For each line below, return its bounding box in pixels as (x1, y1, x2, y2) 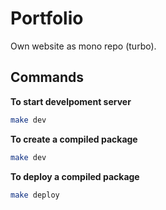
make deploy (10, 190, 60, 200)
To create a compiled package (10, 133, 138, 145)
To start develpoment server (10, 95, 132, 107)
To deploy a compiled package (10, 170, 140, 182)
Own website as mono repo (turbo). (10, 40, 157, 52)
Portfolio (10, 7, 84, 30)
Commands (10, 69, 85, 86)
